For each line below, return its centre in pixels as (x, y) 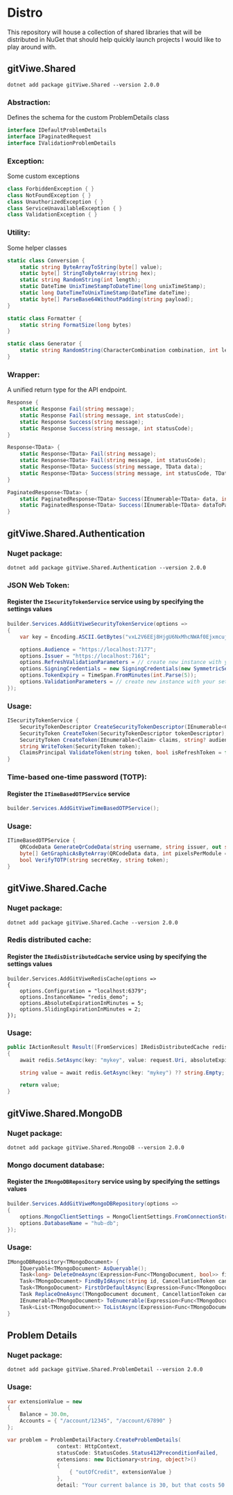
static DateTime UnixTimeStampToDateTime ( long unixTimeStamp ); (113, 287)
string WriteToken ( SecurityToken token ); (80, 746)
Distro (25, 13)
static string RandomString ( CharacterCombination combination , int (119, 350)
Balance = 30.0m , (45, 1414)
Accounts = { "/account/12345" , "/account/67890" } (96, 1421)
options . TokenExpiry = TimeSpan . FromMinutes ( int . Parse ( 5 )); (108, 675)
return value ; (40, 1085)
